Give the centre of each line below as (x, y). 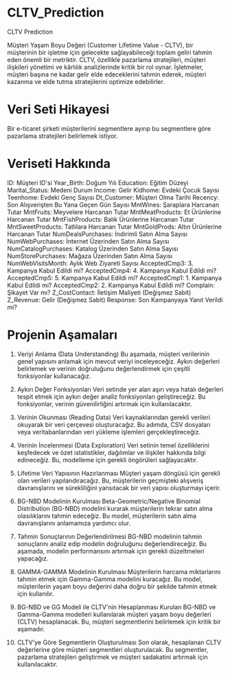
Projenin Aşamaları (62, 335)
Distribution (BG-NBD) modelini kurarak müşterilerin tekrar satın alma (115, 508)
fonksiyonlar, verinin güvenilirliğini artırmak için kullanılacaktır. (104, 403)
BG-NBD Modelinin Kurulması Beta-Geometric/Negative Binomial (109, 501)
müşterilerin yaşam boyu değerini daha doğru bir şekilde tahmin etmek (117, 586)
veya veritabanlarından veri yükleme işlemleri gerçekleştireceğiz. (109, 432)
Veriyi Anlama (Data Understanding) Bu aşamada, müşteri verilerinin (113, 354)
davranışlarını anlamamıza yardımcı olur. (74, 523)
